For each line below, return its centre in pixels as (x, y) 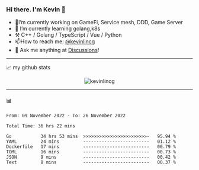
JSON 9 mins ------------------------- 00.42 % (91, 157)
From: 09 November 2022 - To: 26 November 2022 (66, 116)
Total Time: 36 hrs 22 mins (41, 126)
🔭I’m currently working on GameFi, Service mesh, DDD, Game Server (99, 23)
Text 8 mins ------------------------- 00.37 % (91, 162)
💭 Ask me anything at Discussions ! (57, 50)
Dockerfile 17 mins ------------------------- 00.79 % (91, 147)
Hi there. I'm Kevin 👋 (36, 9)
